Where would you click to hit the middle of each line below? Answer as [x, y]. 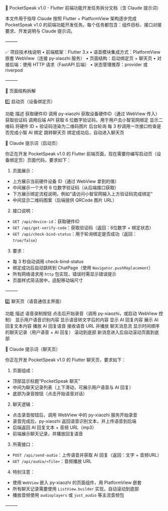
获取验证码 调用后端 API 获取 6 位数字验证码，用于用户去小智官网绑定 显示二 [84, 120]
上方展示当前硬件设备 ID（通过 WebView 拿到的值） [66, 181]
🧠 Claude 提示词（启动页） [33, 143]
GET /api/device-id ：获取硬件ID [46, 221]
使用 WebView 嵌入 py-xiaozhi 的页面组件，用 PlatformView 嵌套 [77, 482]
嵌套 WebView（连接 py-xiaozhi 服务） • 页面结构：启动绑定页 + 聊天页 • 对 [83, 58]
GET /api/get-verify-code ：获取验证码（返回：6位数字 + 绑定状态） [83, 228]
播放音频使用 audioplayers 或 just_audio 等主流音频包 [68, 495]
